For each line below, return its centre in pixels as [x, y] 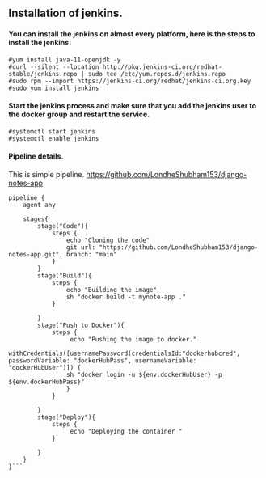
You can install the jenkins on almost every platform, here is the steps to [132, 34]
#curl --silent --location [54, 67]
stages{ [36, 219]
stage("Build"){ [65, 276]
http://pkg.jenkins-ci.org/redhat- [162, 67]
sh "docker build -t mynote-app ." [126, 297]
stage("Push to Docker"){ [81, 325]
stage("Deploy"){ [66, 417]
